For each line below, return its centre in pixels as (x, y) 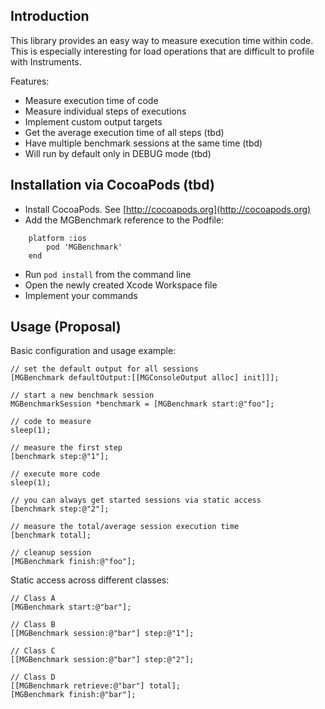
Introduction (50, 16)
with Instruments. (46, 61)
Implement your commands (81, 295)
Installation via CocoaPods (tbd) (112, 185)
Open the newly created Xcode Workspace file (121, 285)
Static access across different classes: (90, 580)
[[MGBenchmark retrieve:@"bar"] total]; (96, 686)
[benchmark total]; (51, 535)
